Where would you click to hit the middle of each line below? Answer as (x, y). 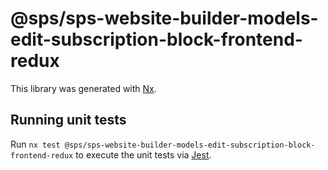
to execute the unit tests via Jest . (143, 154)
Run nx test (35, 144)
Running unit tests (68, 120)
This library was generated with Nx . (83, 88)
